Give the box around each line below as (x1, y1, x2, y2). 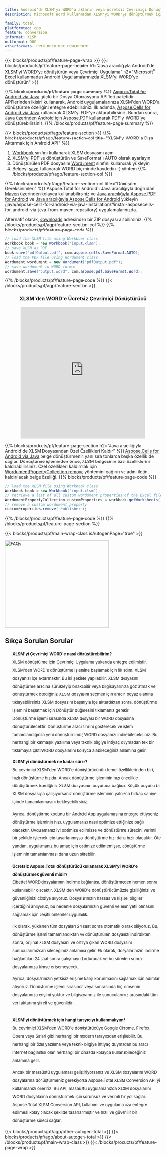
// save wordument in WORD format (5, 264, 77, 269)
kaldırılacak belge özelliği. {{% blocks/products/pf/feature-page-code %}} (5, 474, 157, 480)
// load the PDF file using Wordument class (5, 255, 98, 260)
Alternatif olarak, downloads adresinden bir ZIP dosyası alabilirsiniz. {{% (5, 216, 152, 223)
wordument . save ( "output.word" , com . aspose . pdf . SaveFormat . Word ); (5, 269, 142, 274)
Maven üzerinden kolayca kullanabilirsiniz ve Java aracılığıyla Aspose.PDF (5, 191, 156, 197)
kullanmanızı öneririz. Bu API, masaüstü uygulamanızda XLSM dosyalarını (12, 1085, 151, 1091)
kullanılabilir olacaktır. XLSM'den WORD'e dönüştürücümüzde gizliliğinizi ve (12, 887, 156, 893)
